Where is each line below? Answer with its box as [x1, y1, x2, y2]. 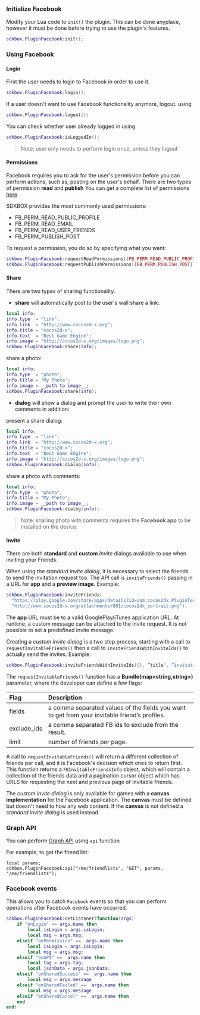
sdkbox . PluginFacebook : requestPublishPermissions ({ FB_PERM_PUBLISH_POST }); [6, 261, 198, 267]
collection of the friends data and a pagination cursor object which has [6, 772, 180, 779]
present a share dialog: [6, 417, 62, 424]
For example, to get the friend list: [6, 849, 89, 856]
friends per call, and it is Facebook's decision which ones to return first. [6, 759, 183, 766]
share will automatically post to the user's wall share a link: [14, 299, 160, 307]
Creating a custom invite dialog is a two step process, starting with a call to [6, 638, 190, 645]
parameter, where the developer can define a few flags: [6, 679, 143, 686]
